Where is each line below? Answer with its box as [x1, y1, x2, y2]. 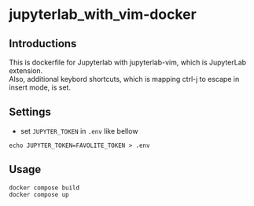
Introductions [9, 37, 77, 50]
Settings [9, 105, 52, 119]
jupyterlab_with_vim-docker [9, 6, 197, 24]
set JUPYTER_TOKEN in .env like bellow [20, 126, 138, 135]
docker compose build [9, 183, 80, 192]
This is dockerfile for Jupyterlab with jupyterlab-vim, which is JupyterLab [9, 57, 247, 67]
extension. [9, 66, 43, 75]
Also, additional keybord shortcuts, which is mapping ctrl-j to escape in [9, 75, 240, 83]
